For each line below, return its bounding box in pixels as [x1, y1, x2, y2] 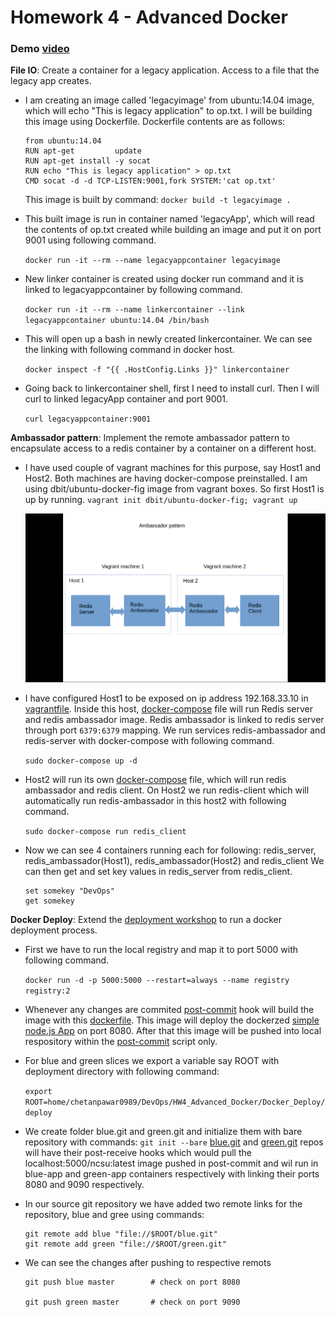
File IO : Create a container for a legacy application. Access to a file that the [10, 64, 320, 76]
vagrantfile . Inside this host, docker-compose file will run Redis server [24, 703, 313, 715]
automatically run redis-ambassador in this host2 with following [24, 795, 287, 807]
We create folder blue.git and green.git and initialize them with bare [24, 1126, 303, 1138]
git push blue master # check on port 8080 [24, 1277, 241, 1288]
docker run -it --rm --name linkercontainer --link [24, 305, 245, 315]
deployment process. [10, 924, 98, 936]
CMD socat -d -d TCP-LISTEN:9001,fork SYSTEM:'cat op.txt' [24, 176, 277, 186]
